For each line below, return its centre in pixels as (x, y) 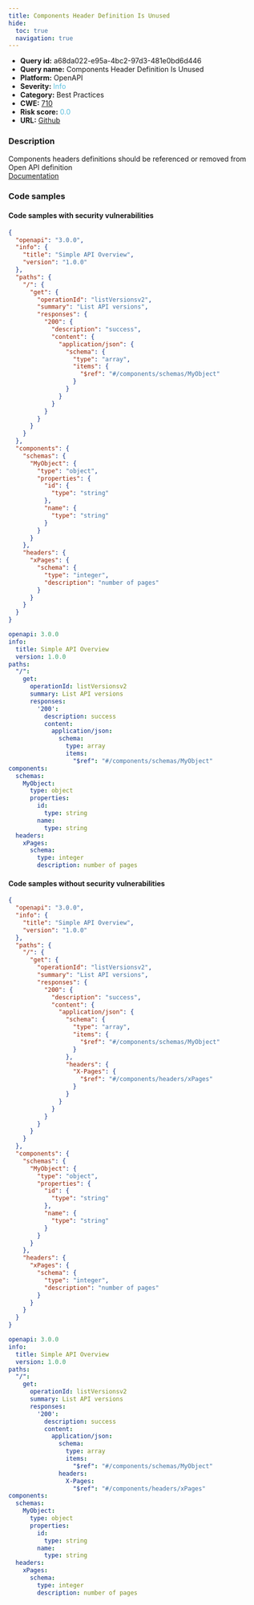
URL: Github (40, 120)
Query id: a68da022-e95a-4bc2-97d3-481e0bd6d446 (111, 61)
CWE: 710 (36, 103)
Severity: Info (43, 87)
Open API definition (40, 167)
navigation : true (44, 38)
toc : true (32, 30)
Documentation (34, 175)
